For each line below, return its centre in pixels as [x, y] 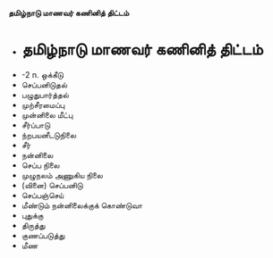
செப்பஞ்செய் [43, 195]
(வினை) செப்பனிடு [52, 185]
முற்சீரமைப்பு [43, 104]
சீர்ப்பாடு [36, 125]
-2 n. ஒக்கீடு [43, 74]
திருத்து [33, 225]
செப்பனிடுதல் [44, 85]
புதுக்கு [32, 215]
